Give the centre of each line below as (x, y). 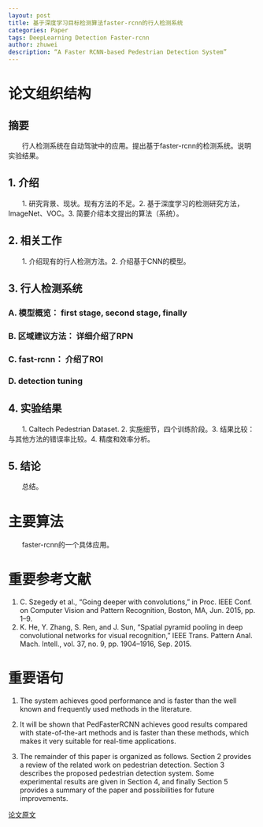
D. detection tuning (46, 381)
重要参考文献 (50, 579)
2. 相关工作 (35, 241)
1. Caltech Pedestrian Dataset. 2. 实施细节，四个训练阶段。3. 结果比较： (139, 429)
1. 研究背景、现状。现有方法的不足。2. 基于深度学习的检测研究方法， (133, 203)
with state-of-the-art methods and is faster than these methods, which (134, 733)
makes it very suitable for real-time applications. (98, 741)
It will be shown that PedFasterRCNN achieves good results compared (133, 724)
